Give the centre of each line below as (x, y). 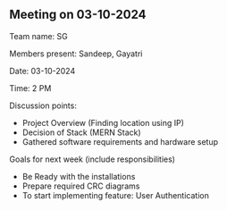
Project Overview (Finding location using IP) (103, 122)
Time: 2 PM (30, 88)
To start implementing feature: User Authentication (116, 195)
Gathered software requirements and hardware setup (120, 141)
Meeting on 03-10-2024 (78, 15)
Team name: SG (39, 36)
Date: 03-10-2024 (42, 71)
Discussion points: (43, 105)
